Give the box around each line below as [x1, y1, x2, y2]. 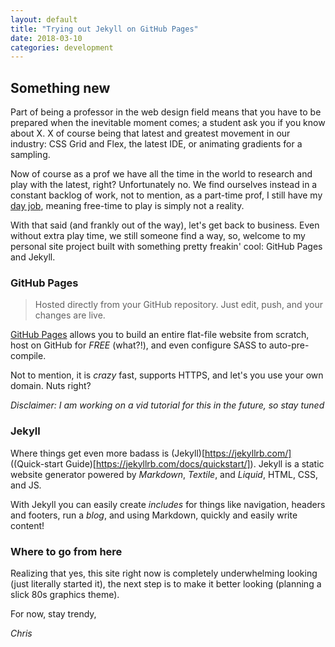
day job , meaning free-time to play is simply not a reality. [10, 200, 245, 212]
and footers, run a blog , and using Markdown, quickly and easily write [10, 509, 298, 521]
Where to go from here [10, 544, 123, 558]
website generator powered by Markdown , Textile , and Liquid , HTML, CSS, [10, 468, 319, 480]
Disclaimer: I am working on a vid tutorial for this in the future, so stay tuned [10, 399, 325, 411]
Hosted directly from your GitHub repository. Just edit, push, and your [34, 299, 324, 311]
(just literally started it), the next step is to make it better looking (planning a [10, 577, 322, 590]
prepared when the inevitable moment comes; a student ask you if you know [10, 117, 326, 129]
